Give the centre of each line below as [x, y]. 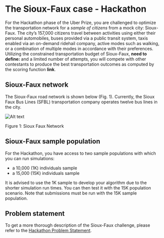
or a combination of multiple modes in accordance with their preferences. [79, 48]
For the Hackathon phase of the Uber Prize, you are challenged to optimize [81, 23]
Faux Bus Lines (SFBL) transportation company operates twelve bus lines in [81, 102]
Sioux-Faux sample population [53, 141]
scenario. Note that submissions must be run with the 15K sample [71, 193]
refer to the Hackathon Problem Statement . [48, 231]
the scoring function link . [31, 69]
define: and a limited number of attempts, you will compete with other [76, 59]
